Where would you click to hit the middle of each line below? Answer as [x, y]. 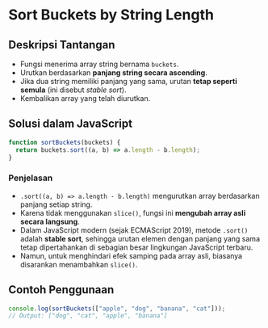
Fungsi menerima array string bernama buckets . [99, 64]
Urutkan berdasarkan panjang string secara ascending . [113, 73]
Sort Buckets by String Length [111, 15]
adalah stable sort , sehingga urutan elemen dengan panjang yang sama [140, 238]
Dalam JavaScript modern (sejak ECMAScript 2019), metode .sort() [134, 230]
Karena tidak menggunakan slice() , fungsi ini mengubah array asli [133, 212]
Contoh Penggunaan [61, 290]
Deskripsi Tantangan [62, 45]
